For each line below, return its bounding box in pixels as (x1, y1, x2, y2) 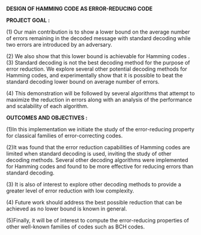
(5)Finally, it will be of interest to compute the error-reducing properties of (6, 217, 189, 224)
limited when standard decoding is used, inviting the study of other (6, 150, 172, 157)
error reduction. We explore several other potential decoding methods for (6, 65, 188, 73)
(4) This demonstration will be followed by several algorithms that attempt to (6, 90, 195, 97)
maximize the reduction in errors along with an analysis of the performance (6, 96, 192, 103)
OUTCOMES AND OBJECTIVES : (6, 114, 88, 121)
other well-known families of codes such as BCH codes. (6, 223, 145, 230)
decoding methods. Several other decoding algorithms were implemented (6, 156, 188, 164)
